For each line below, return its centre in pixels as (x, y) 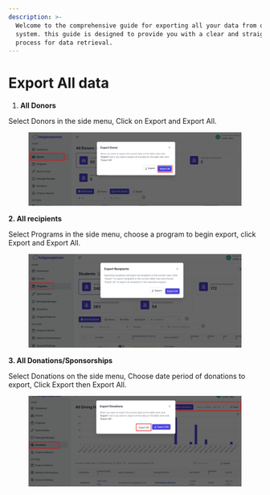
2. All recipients (35, 218)
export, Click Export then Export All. (67, 384)
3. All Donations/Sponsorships (61, 360)
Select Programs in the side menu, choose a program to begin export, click (132, 234)
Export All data (59, 83)
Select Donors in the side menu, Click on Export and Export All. (112, 122)
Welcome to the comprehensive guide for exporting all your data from (136, 25)
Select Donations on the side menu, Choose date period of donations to (127, 376)
